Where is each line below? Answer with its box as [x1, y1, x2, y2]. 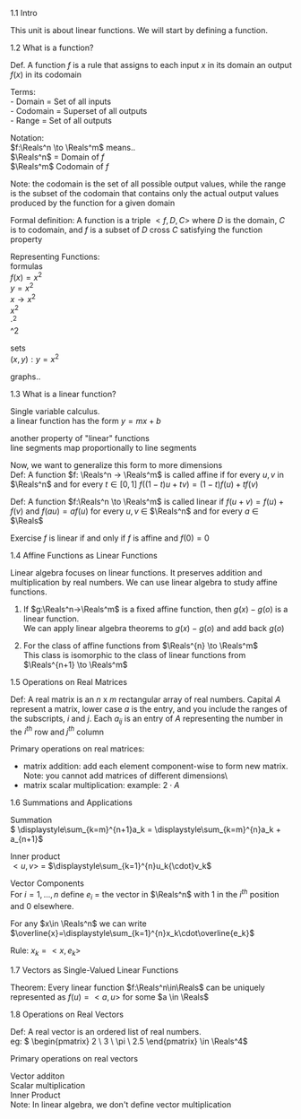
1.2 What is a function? [10, 42, 94, 53]
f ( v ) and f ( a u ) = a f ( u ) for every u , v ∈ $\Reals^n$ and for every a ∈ [10, 506, 259, 516]
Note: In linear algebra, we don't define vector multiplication [10, 1098, 232, 1110]
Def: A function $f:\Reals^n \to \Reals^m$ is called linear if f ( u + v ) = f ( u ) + [10, 496, 285, 507]
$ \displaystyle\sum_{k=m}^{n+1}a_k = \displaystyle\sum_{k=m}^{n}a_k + [10, 824, 281, 835]
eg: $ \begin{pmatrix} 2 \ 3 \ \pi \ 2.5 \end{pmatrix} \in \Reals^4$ [10, 1036, 248, 1046]
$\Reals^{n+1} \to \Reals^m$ [22, 659, 128, 670]
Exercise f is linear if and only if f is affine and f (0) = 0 [10, 533, 210, 543]
